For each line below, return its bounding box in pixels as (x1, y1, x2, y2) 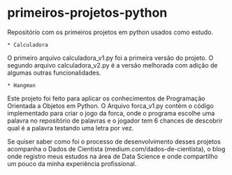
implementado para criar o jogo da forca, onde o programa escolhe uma (7, 109, 215, 117)
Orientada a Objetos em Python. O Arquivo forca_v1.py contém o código (7, 101, 215, 109)
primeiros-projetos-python (7, 5, 168, 21)
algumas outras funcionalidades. (7, 68, 101, 77)
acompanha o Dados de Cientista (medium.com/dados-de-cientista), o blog (7, 144, 226, 153)
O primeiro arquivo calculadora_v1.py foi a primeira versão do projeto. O (7, 54, 214, 62)
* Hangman (7, 82, 36, 89)
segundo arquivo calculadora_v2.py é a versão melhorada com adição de (7, 61, 218, 69)
